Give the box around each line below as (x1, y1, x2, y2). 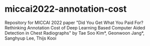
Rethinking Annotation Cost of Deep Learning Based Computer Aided (4, 24, 146, 30)
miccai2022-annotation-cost (4, 3, 127, 15)
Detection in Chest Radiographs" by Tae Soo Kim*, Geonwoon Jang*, (4, 30, 145, 36)
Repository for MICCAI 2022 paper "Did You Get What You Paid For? (4, 20, 144, 25)
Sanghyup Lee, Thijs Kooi (4, 35, 57, 41)
